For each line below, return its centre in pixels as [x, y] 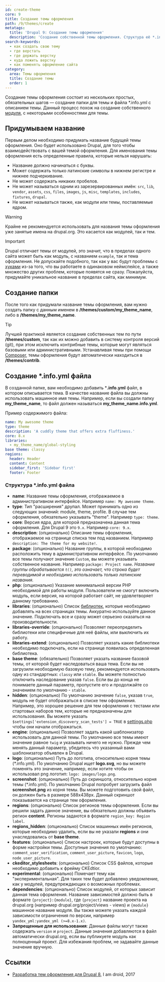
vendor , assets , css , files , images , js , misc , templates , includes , [77, 192]
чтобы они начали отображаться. [47, 726]
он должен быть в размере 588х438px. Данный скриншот [73, 794]
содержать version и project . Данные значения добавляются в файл [84, 931]
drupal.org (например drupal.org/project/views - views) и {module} [80, 905]
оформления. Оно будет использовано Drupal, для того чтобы [70, 146]
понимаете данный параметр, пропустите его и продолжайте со [80, 684]
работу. [20, 638]
